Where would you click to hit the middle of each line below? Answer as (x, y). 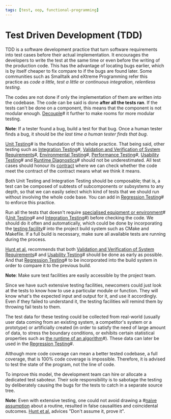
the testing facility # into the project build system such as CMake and (77, 228)
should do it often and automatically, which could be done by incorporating (84, 223)
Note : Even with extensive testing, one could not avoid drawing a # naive (81, 400)
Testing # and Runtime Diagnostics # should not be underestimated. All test (83, 160)
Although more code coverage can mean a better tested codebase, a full (81, 353)
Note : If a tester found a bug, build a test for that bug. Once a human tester (84, 128)
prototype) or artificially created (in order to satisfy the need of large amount (85, 327)
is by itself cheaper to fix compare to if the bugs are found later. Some (79, 71)
